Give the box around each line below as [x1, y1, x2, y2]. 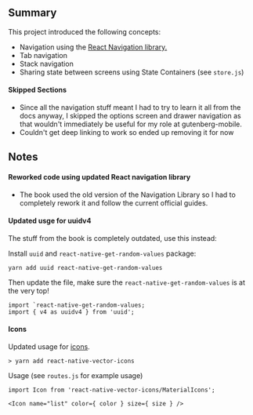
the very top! [8, 286, 49, 295]
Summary [8, 6, 57, 20]
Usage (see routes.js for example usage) [8, 371, 143, 380]
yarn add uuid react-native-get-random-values [8, 264, 163, 271]
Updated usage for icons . [8, 342, 90, 351]
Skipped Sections [8, 86, 67, 95]
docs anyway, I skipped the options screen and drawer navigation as [19, 111, 241, 121]
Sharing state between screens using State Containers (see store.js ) [19, 67, 244, 77]
